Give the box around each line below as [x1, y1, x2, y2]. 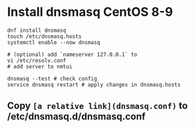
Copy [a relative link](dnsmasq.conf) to [7, 100, 188, 112]
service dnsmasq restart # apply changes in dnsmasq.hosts [7, 81, 181, 88]
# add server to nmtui [7, 63, 73, 70]
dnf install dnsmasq [7, 27, 67, 34]
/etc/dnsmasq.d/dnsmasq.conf [7, 111, 146, 123]
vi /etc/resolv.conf [7, 57, 67, 64]
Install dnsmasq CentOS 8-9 [7, 4, 174, 20]
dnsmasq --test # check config [7, 75, 98, 82]
